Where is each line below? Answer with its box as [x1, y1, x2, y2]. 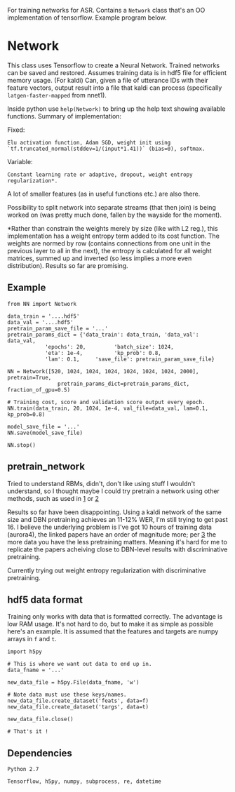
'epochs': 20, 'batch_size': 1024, [44, 343, 174, 350]
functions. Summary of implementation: [7, 112, 121, 120]
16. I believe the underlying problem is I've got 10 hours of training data [7, 523, 213, 531]
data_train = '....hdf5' [7, 312, 80, 320]
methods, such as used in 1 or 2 [7, 494, 100, 502]
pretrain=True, [7, 374, 52, 381]
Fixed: [7, 126, 25, 134]
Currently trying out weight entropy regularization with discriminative [7, 566, 206, 575]
